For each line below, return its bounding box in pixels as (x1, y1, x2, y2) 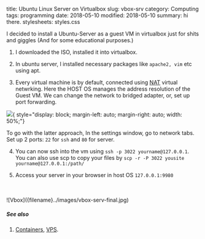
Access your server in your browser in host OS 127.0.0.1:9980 (15, 172, 174, 178)
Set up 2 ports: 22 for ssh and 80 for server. (6, 136, 115, 143)
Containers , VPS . (15, 226, 59, 233)
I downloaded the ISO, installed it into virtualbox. (15, 48, 138, 56)
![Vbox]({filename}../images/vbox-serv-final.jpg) (6, 196, 129, 203)
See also (6, 210, 29, 218)
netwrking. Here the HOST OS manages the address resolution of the (15, 85, 191, 93)
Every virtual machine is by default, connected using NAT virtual (15, 79, 178, 86)
